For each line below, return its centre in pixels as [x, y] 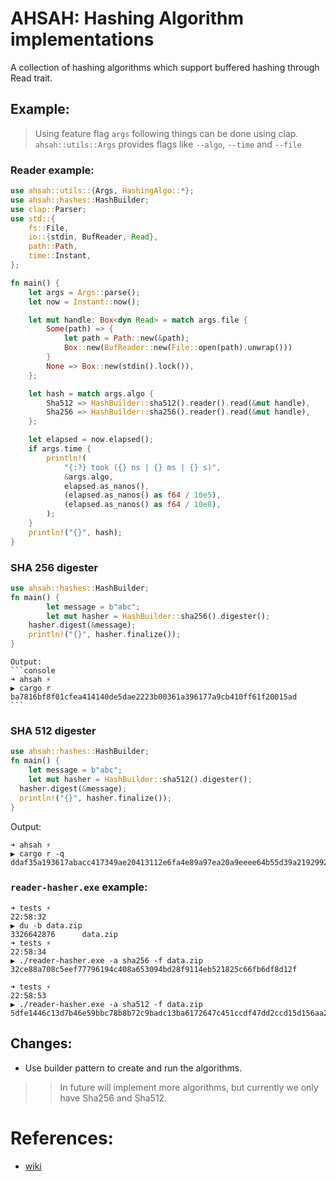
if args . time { [60, 449]
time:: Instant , [60, 256]
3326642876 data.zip [64, 934]
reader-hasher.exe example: [79, 887]
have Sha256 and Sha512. [113, 1098]
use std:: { [33, 218]
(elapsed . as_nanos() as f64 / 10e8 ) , [142, 505]
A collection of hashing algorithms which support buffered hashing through [165, 67]
